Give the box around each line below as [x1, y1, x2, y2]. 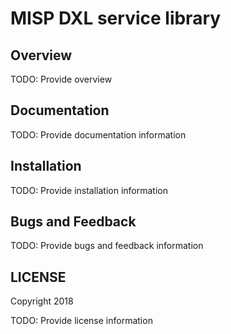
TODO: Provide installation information [10, 184, 168, 196]
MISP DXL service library [10, 7, 222, 30]
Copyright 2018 [10, 295, 74, 307]
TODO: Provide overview [10, 73, 113, 85]
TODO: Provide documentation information [10, 128, 187, 141]
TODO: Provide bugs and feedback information [10, 240, 204, 252]
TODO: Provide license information [10, 315, 153, 327]
